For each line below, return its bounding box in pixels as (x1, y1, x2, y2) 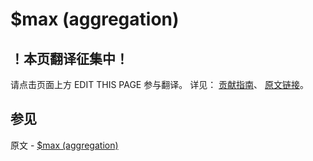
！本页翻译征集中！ (10, 50, 129, 67)
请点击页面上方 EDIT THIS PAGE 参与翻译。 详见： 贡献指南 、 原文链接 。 (10, 79, 310, 90)
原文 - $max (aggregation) (10, 139, 119, 151)
